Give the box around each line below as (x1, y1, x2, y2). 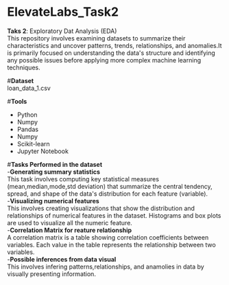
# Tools (7, 97, 27, 105)
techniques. (7, 63, 40, 71)
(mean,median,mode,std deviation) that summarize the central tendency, (7, 182, 213, 190)
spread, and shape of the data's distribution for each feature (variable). (7, 190, 208, 198)
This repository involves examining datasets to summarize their (7, 34, 186, 42)
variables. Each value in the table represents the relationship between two (7, 240, 216, 249)
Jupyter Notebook (16, 147, 69, 155)
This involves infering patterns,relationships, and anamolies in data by (7, 262, 204, 271)
